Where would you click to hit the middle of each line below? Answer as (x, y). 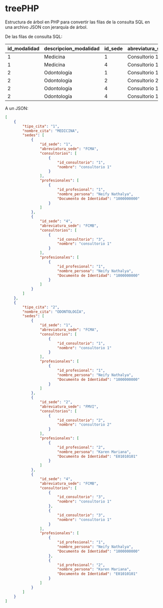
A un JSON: (17, 108)
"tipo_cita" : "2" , (41, 307)
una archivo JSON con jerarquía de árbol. (46, 27)
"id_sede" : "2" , (56, 402)
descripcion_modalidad (72, 48)
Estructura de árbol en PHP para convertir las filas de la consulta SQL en (78, 22)
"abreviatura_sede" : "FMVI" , (69, 407)
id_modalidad (24, 48)
